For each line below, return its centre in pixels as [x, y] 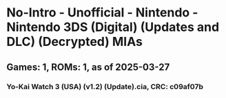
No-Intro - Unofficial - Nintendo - [102, 13]
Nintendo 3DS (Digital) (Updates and [113, 27]
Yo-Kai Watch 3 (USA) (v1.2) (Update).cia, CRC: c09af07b [105, 86]
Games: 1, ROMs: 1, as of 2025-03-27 [88, 67]
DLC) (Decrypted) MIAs [74, 42]
